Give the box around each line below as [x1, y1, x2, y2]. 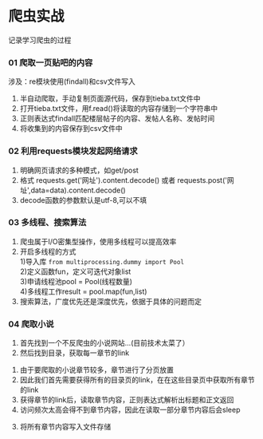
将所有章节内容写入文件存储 [19, 422, 112, 432]
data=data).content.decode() [30, 185, 126, 195]
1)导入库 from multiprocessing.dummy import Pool [19, 256, 185, 266]
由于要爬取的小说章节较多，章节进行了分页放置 [19, 365, 174, 375]
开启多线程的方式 [19, 247, 77, 256]
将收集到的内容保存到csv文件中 [19, 124, 124, 133]
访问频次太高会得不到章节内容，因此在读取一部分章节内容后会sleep [19, 405, 241, 415]
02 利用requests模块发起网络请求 [8, 145, 138, 156]
